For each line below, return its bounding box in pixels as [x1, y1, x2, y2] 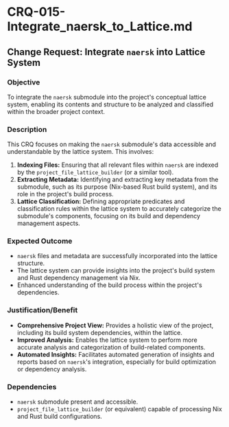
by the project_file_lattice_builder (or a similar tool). [16, 168, 174, 176]
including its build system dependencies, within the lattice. [16, 328, 183, 336]
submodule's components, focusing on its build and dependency [16, 212, 201, 220]
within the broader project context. [7, 107, 105, 115]
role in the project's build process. [16, 190, 114, 198]
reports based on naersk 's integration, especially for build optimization [16, 358, 217, 366]
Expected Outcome [7, 236, 73, 246]
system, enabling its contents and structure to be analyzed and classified [7, 100, 214, 108]
